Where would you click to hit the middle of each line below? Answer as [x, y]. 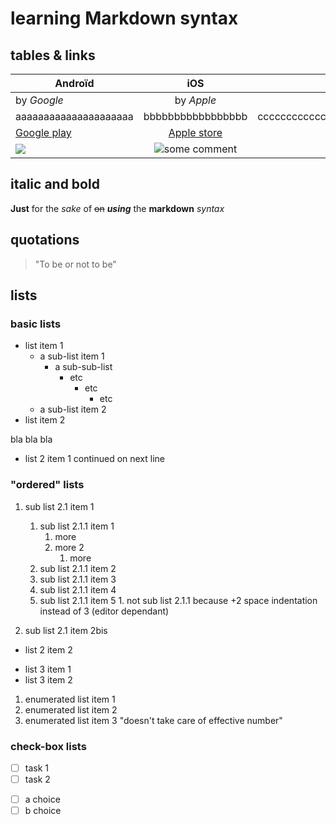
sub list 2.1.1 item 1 [77, 526]
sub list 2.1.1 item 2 [78, 568]
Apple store [195, 132]
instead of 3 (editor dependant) [104, 611]
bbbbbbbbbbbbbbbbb [195, 116]
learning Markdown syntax [124, 18]
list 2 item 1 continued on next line [95, 459]
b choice [43, 811]
